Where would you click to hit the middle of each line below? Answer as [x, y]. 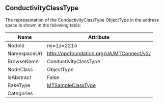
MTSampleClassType [71, 85]
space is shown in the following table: [43, 25]
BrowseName [23, 61]
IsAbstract [19, 77]
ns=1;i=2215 [62, 45]
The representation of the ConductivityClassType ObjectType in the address [82, 20]
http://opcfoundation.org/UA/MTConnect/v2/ [99, 53]
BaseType [19, 85]
